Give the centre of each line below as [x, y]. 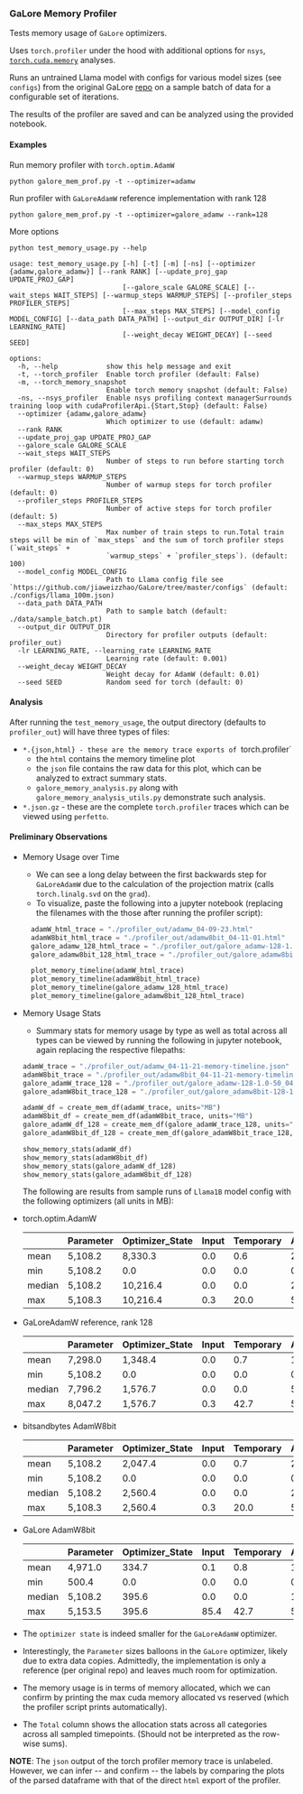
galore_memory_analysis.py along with [107, 787]
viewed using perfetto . [66, 816]
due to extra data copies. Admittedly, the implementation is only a [144, 1661]
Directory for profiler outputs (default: [187, 634]
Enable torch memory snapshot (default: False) [197, 390]
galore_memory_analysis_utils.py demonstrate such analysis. [151, 797]
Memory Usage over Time [71, 856]
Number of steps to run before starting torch [195, 461]
